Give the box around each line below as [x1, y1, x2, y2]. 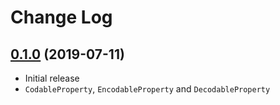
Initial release [24, 72, 80, 84]
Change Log [10, 6, 113, 29]
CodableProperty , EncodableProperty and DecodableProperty [24, 83, 271, 95]
